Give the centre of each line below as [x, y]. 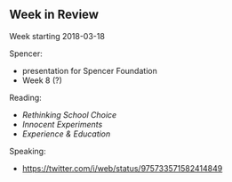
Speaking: [28, 151]
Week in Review [54, 15]
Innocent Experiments [62, 124]
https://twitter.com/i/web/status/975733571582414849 [122, 168]
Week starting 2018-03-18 [57, 36]
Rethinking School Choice [69, 114]
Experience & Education [66, 134]
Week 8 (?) [42, 80]
